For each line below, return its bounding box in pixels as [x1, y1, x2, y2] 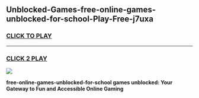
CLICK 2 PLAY [6, 54, 47, 62]
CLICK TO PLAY [6, 32, 52, 40]
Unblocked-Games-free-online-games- [6, 5, 156, 15]
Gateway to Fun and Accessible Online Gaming [6, 85, 124, 92]
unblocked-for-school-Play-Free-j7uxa [6, 14, 154, 24]
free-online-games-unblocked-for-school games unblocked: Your [6, 78, 173, 86]
